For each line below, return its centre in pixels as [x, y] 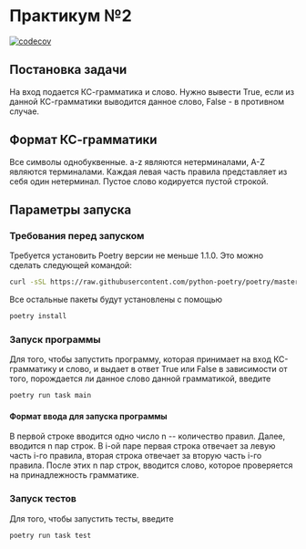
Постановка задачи [68, 70]
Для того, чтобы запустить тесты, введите [92, 518]
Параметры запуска [71, 209]
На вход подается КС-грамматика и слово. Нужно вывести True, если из [152, 91]
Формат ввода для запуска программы [88, 416]
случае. [24, 111]
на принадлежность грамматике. [74, 475]
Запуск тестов [43, 499]
